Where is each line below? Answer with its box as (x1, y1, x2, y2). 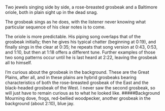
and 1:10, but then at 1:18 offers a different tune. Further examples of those (5, 49, 156, 55)
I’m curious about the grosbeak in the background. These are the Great (5, 69, 149, 75)
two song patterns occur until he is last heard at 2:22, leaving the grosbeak (5, 55, 158, 60)
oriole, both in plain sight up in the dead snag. (5, 9, 98, 15)
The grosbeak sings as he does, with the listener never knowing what (5, 19, 146, 25)
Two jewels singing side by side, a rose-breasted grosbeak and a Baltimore (5, 4, 158, 10)
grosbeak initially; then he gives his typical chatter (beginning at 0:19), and (5, 39, 156, 45)
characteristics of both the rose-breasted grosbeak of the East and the (5, 80, 149, 85)
